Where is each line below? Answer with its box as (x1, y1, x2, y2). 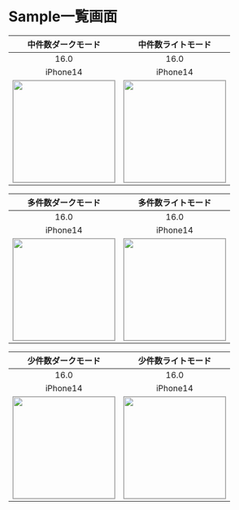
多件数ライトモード (137, 197, 211, 208)
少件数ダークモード (27, 355, 101, 366)
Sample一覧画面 (8, 7, 118, 26)
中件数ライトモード (137, 38, 211, 50)
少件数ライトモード (137, 355, 211, 366)
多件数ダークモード (27, 197, 101, 208)
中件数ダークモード (27, 38, 101, 50)
